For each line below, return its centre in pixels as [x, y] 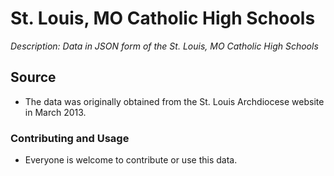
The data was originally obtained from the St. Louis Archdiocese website [174, 101]
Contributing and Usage [70, 138]
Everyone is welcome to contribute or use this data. [131, 160]
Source [33, 77]
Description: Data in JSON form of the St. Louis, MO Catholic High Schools [164, 46]
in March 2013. [55, 112]
